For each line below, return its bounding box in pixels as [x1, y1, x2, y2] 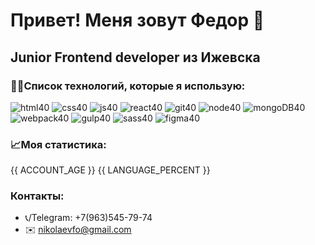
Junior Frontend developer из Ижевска [10, 49, 261, 66]
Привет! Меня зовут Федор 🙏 [10, 9, 265, 32]
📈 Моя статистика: [10, 137, 107, 151]
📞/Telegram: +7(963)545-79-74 [24, 212, 153, 224]
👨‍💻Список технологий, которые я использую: [10, 79, 246, 93]
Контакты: [10, 189, 65, 203]
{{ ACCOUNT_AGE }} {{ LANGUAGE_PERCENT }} [10, 164, 211, 176]
